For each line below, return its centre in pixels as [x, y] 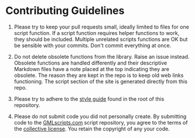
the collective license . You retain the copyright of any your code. [92, 129]
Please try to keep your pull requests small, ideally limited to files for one [102, 27]
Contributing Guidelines [65, 11]
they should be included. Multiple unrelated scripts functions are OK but [101, 39]
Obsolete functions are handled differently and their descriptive [90, 63]
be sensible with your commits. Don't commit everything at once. [93, 45]
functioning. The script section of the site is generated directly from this [101, 81]
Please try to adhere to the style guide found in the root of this [89, 99]
